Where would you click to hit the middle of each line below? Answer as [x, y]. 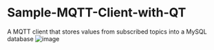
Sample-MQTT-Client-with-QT [97, 13]
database [21, 38]
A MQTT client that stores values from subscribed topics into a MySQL [107, 32]
